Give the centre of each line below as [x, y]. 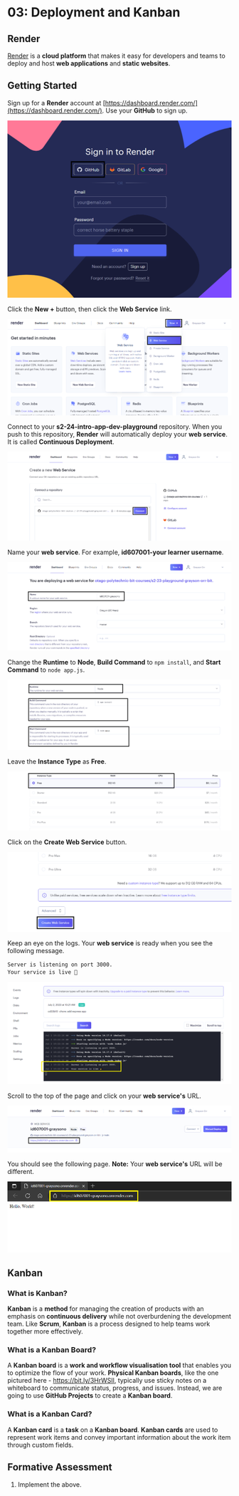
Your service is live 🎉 [43, 972]
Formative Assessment [60, 1467]
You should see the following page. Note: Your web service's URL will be [115, 1164]
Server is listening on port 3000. [60, 965]
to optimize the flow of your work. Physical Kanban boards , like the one [113, 1373]
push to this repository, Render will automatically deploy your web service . [117, 434]
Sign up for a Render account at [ [56, 103]
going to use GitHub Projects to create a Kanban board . [90, 1396]
